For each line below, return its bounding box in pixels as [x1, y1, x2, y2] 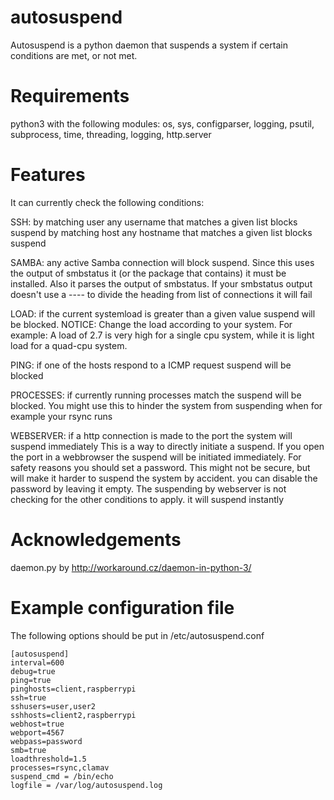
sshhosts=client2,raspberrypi [10, 710, 137, 720]
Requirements [10, 85, 130, 108]
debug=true [10, 666, 56, 676]
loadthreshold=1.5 [10, 754, 87, 764]
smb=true [10, 745, 47, 755]
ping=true [10, 675, 52, 685]
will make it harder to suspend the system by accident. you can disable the [10, 472, 318, 484]
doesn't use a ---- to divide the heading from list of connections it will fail [10, 288, 313, 300]
